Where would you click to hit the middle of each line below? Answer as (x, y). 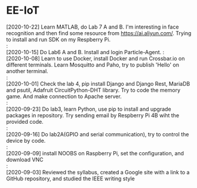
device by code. (26, 140)
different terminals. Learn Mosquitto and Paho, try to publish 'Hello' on (93, 65)
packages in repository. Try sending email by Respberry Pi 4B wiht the (93, 115)
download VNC (25, 159)
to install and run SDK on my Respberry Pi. (59, 39)
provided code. (25, 121)
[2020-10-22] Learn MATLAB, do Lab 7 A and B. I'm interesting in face (93, 27)
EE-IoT (23, 10)
